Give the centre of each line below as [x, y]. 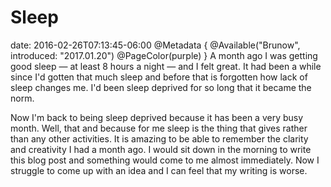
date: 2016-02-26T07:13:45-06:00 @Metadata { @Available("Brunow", [155, 45]
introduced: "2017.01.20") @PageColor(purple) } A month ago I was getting [164, 55]
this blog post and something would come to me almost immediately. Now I [165, 160]
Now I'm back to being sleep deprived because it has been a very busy [157, 117]
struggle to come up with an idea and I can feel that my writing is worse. [159, 170]
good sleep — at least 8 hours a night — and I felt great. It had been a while [166, 66]
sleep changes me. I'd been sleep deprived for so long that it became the [161, 87]
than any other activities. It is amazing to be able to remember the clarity [159, 138]
